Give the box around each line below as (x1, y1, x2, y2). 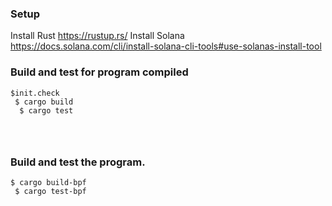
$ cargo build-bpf (10, 177, 87, 187)
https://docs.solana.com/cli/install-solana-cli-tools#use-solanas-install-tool (10, 40, 322, 52)
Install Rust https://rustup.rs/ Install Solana (10, 30, 185, 42)
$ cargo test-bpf (14, 186, 87, 196)
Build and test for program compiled (10, 65, 189, 79)
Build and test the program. (10, 155, 146, 169)
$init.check (10, 88, 60, 98)
